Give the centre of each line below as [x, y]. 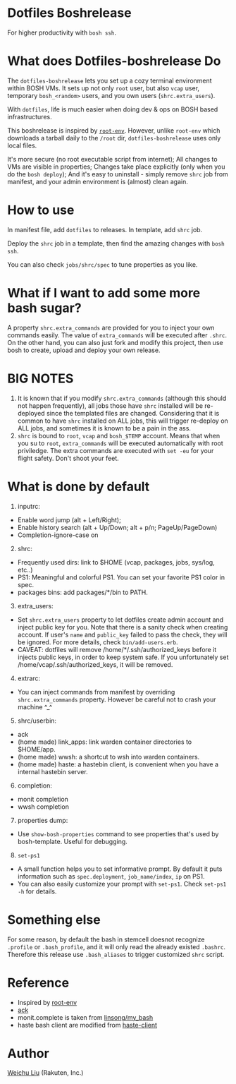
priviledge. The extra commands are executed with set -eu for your [116, 450]
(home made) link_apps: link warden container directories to [105, 742]
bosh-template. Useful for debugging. [73, 841]
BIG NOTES [41, 378]
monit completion [43, 799]
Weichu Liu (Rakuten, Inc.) [45, 1073]
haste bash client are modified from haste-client [87, 1025]
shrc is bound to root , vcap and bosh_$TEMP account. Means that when [119, 435]
